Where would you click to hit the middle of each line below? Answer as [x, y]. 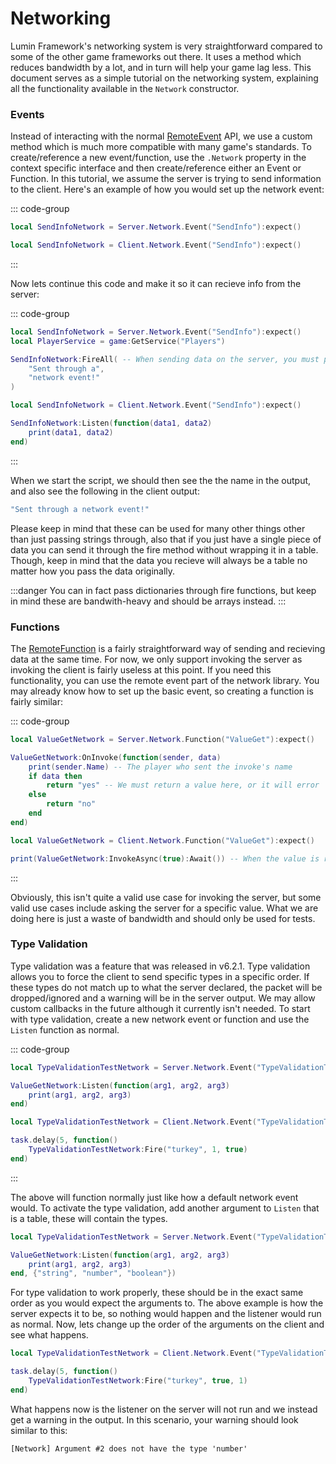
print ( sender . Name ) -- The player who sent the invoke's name [160, 767]
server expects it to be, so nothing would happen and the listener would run [166, 1314]
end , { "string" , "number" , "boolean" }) [93, 1273]
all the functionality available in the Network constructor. [125, 88]
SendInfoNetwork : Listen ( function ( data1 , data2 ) [111, 423]
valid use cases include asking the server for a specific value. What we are [164, 908]
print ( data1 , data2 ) [71, 432]
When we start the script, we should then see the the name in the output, [161, 480]
